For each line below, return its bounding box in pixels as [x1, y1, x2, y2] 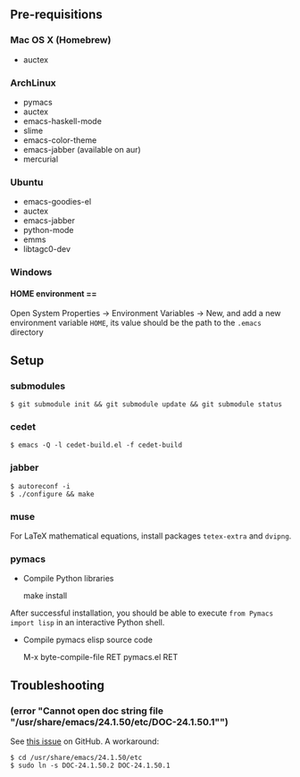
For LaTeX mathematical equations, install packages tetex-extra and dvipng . [10, 531, 292, 541]
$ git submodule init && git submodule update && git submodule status [10, 400, 282, 409]
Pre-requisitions [10, 7, 104, 22]
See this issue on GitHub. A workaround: [10, 736, 160, 747]
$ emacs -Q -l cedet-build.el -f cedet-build [10, 441, 182, 450]
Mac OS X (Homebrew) [10, 34, 112, 46]
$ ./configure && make [10, 489, 95, 498]
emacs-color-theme [22, 134, 97, 146]
